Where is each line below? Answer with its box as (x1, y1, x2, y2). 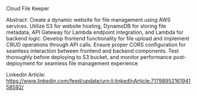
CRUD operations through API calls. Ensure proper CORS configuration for (6, 41, 186, 48)
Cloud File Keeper (6, 5, 50, 12)
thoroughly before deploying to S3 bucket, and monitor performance (6, 54, 172, 60)
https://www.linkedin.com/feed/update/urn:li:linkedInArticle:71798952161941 (6, 77, 191, 84)
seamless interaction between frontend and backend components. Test (6, 47, 179, 54)
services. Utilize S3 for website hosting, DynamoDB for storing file (6, 23, 166, 29)
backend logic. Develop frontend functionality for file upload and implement (6, 35, 189, 42)
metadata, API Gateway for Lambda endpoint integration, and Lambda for (6, 29, 183, 36)
